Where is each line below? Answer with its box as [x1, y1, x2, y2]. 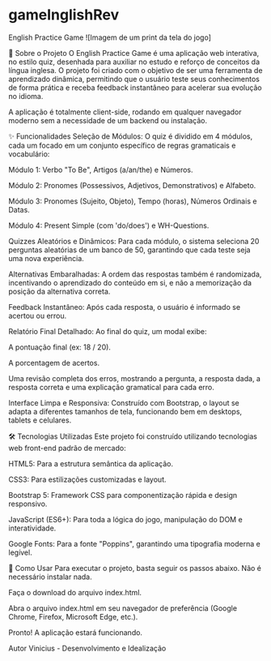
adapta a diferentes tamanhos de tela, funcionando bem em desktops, [8, 406, 243, 416]
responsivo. [8, 499, 48, 509]
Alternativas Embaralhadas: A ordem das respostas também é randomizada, [8, 269, 262, 279]
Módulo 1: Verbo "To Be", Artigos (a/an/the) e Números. [8, 165, 193, 174]
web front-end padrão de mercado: [8, 443, 127, 453]
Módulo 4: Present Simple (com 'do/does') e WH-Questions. [8, 221, 210, 230]
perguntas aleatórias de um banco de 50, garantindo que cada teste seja [8, 245, 251, 255]
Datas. [8, 204, 30, 214]
